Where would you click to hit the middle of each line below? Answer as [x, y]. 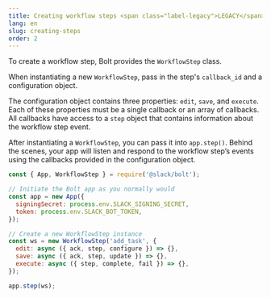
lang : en [23, 23]
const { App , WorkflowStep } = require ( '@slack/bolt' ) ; [104, 174]
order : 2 [23, 38]
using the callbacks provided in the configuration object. [102, 160]
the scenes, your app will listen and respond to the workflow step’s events [131, 151]
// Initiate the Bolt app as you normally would [92, 189]
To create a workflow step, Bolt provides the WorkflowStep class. [115, 61]
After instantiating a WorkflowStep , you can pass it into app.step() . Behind [130, 143]
